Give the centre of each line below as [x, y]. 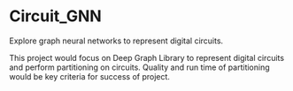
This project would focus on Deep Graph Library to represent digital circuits [147, 57]
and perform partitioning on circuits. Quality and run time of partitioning [139, 67]
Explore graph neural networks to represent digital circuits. [116, 41]
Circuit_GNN [55, 16]
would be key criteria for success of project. [90, 76]
